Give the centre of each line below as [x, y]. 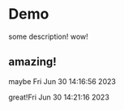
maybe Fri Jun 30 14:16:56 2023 [62, 81]
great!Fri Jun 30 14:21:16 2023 [59, 97]
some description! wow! [49, 36]
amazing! [32, 62]
